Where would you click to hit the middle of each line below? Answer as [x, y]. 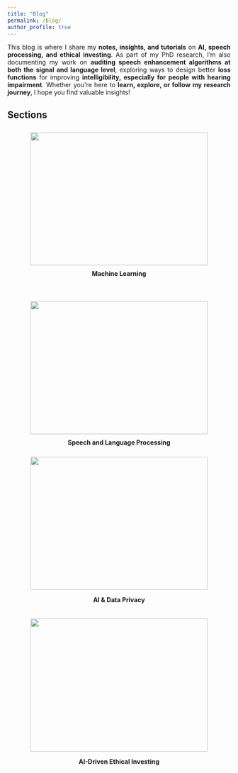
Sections [27, 115]
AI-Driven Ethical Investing [119, 762]
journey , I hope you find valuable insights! [69, 92]
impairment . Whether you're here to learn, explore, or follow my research [119, 85]
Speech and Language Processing [119, 443]
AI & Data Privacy [119, 600]
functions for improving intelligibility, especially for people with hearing [119, 77]
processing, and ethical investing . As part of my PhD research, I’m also [119, 55]
